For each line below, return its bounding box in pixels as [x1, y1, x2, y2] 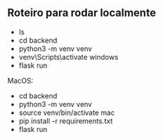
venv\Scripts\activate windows [18, 52, 118, 61]
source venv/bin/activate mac [18, 108, 115, 117]
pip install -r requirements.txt [18, 116, 113, 125]
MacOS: [7, 76, 34, 85]
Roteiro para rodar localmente [7, 6, 156, 20]
